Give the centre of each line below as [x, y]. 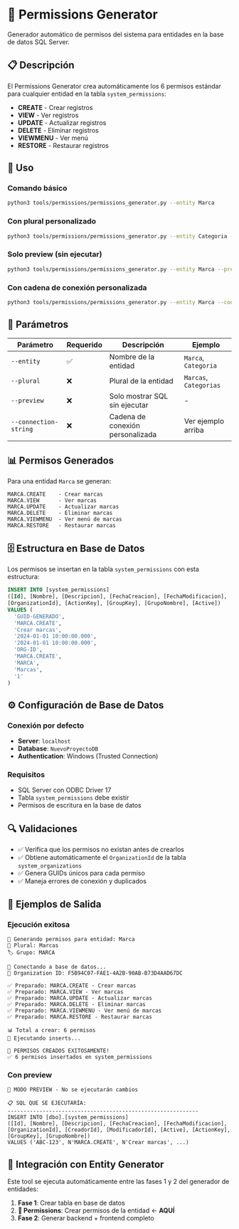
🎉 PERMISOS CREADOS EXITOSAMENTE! [59, 1050]
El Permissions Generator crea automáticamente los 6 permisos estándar [115, 86]
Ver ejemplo [204, 421]
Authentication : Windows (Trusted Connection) [88, 756]
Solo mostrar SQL [139, 396]
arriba [194, 430]
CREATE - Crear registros [55, 107]
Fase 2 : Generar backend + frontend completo [86, 1218]
